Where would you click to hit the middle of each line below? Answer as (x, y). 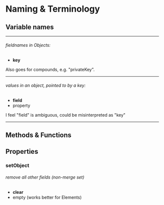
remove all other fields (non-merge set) (45, 177)
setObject (18, 165)
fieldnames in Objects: (28, 45)
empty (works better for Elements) (47, 197)
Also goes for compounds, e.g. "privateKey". (50, 70)
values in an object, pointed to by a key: (46, 85)
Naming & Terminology (53, 9)
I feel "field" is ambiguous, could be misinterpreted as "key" (65, 115)
